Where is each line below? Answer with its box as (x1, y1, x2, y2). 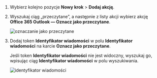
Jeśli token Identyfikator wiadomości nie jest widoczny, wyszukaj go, (9, 52, 153, 58)
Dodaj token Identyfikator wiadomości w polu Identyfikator (9, 38, 133, 44)
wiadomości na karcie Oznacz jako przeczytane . (9, 43, 111, 49)
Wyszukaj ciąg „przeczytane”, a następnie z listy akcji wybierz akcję (9, 14, 148, 19)
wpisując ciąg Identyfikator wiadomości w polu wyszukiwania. (9, 58, 139, 63)
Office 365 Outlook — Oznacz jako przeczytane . (9, 19, 111, 25)
